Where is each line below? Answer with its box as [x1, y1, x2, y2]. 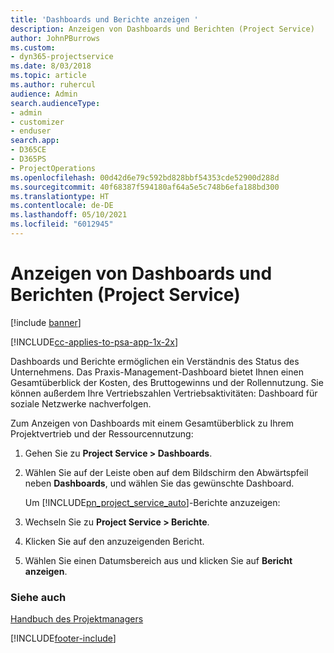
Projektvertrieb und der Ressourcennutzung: [10, 427, 194, 440]
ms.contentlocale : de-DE [10, 201, 114, 211]
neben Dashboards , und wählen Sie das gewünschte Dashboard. [24, 477, 295, 489]
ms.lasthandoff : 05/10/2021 [10, 210, 128, 220]
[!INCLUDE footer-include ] [10, 632, 117, 645]
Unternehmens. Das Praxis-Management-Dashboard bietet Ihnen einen [10, 366, 304, 378]
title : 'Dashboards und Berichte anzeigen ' [10, 14, 199, 25]
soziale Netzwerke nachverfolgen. [10, 397, 152, 410]
